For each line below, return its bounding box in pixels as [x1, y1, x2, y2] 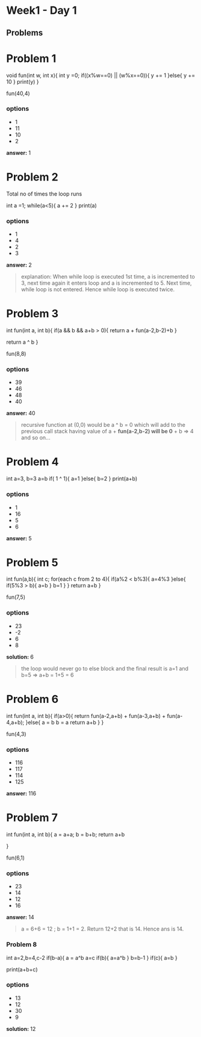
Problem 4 [6, 455, 59, 469]
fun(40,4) [6, 90, 30, 97]
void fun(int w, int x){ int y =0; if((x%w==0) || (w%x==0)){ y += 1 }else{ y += [6, 72, 196, 79]
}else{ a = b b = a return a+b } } [25, 719, 104, 726]
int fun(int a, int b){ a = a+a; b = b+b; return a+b [6, 831, 125, 838]
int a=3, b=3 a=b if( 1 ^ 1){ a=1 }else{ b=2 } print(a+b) [6, 475, 138, 482]
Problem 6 [6, 692, 59, 706]
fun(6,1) [6, 854, 25, 861]
